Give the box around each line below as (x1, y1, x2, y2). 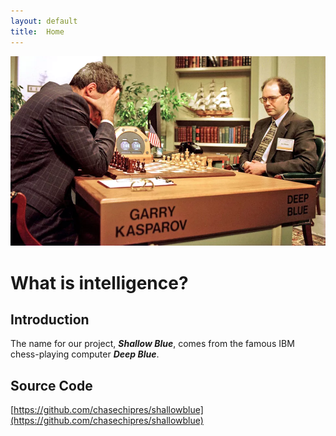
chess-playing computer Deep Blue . (10, 348, 160, 360)
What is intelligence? (10, 271, 189, 294)
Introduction (10, 311, 90, 329)
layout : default (10, 16, 78, 26)
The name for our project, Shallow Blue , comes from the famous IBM (10, 338, 295, 350)
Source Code (10, 377, 93, 394)
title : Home (10, 26, 65, 37)
